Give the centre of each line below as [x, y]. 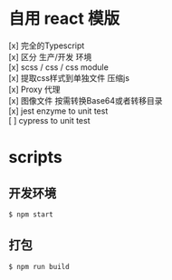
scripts [35, 158]
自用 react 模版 [64, 19]
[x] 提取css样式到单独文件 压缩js [69, 77]
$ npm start [31, 215]
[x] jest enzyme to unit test [58, 111]
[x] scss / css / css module [59, 67]
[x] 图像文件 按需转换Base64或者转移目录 [86, 100]
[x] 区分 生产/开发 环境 [50, 56]
